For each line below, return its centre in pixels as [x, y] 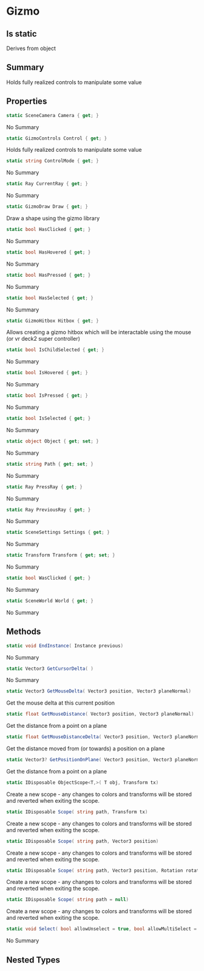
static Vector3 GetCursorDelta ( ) [50, 669]
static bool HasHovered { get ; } [49, 252]
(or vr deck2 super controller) [43, 339]
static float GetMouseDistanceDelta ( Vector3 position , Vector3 [89, 737]
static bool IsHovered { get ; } [47, 373]
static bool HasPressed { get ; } [49, 275]
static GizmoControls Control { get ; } [57, 138]
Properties [27, 101]
